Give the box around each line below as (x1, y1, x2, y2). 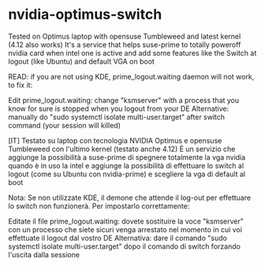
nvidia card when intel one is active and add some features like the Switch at (8, 48, 257, 57)
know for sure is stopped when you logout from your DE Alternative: (8, 104, 230, 113)
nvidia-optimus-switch (8, 6, 162, 24)
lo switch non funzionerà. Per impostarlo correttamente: (8, 201, 190, 210)
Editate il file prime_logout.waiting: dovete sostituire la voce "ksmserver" (8, 216, 244, 226)
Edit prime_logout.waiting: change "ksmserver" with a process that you (8, 95, 240, 105)
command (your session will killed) (8, 120, 121, 130)
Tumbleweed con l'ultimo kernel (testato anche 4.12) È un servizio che (8, 144, 236, 153)
